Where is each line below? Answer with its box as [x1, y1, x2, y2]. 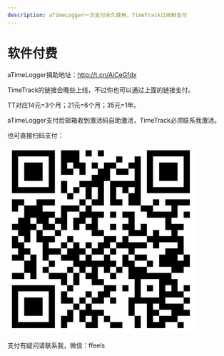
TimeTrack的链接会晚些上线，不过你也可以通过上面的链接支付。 [7, 86, 195, 94]
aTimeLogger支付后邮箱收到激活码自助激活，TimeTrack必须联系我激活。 [7, 116, 221, 124]
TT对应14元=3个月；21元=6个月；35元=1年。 [7, 101, 141, 109]
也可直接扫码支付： [7, 131, 64, 139]
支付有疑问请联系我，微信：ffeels [7, 341, 106, 350]
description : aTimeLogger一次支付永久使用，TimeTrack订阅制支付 [7, 11, 188, 19]
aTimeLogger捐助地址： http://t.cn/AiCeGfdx [7, 70, 137, 78]
